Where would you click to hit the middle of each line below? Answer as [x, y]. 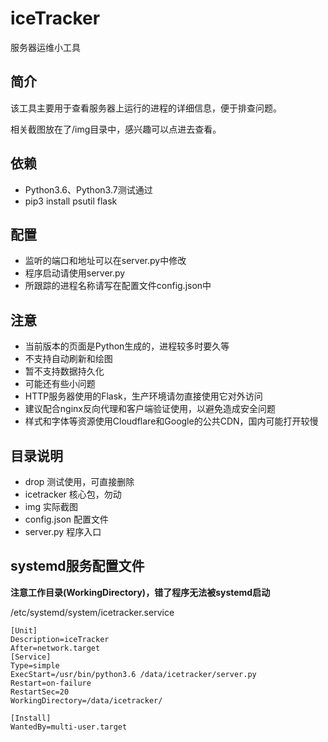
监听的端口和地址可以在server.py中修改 [105, 261]
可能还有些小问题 [60, 384]
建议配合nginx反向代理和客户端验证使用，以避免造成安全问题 [150, 409]
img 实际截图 [51, 506]
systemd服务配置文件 [77, 566]
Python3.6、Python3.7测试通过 [88, 189]
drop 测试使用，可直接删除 [79, 481]
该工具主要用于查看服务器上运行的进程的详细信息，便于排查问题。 [146, 108]
